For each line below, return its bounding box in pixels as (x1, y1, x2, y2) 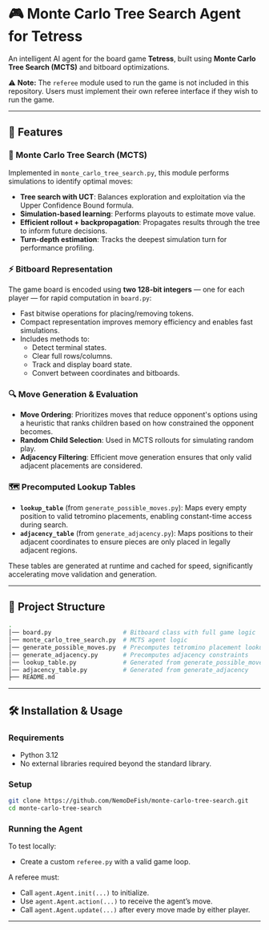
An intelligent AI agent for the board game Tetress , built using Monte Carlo (8, 54, 256, 63)
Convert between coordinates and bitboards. (31, 368, 180, 377)
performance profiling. (19, 243, 94, 252)
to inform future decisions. (19, 226, 108, 236)
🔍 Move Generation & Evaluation (8, 389, 139, 400)
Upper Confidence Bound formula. (19, 200, 134, 210)
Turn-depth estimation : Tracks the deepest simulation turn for (19, 234, 227, 244)
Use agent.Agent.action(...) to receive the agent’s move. (19, 896, 214, 906)
